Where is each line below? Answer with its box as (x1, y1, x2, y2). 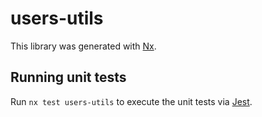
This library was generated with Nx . (10, 40, 157, 52)
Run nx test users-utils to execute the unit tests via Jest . (10, 95, 253, 107)
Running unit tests (10, 69, 127, 86)
